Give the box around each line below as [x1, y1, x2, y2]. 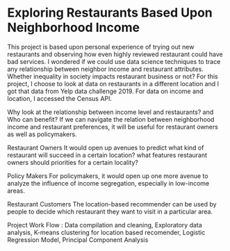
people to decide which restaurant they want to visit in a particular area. [7, 207, 213, 216]
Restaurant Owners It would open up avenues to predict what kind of [7, 143, 204, 152]
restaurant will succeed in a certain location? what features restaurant [7, 151, 207, 159]
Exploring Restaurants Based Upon [7, 5, 213, 21]
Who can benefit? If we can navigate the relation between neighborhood [7, 115, 215, 123]
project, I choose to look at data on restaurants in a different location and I [7, 79, 220, 88]
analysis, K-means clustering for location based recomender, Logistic [7, 228, 206, 236]
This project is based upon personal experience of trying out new [7, 42, 195, 51]
